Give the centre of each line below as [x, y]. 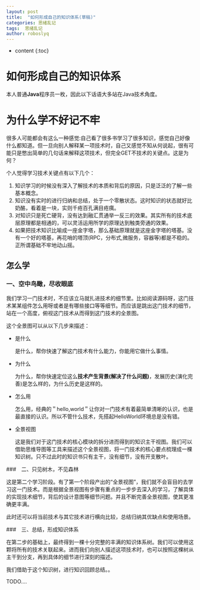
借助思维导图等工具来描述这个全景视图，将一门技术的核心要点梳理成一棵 [103, 449]
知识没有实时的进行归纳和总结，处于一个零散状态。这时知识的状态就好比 [103, 200]
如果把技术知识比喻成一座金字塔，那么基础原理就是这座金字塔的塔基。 [101, 230]
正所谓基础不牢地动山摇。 [46, 245]
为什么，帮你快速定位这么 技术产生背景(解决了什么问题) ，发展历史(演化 [101, 376]
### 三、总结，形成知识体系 [43, 529]
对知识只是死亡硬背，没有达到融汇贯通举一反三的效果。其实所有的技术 [101, 215]
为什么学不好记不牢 [53, 120]
